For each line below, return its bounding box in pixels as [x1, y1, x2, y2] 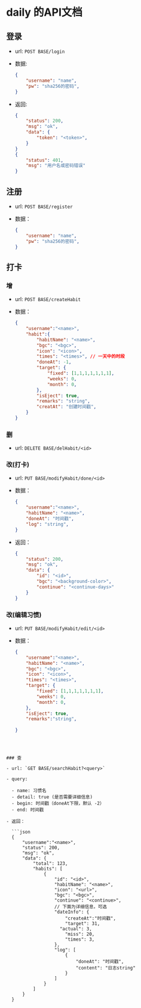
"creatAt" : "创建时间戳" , [36, 404, 97, 410]
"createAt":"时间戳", [65, 915, 117, 921]
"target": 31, [65, 921, 100, 927]
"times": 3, [65, 936, 95, 942]
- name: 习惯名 [11, 788, 47, 794]
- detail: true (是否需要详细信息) [11, 794, 93, 800]
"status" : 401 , [26, 157, 64, 163]
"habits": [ [32, 866, 63, 872]
